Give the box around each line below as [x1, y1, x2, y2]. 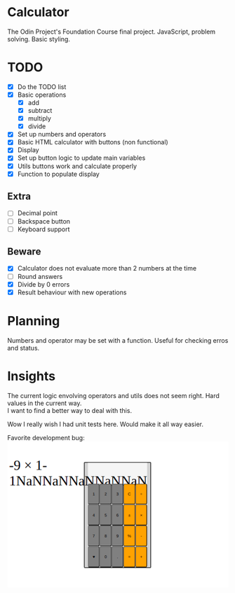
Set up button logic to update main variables [17, 154, 146, 162]
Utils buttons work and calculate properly [17, 162, 137, 170]
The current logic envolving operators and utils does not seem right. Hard [7, 391, 220, 400]
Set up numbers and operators [17, 130, 107, 139]
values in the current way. [7, 399, 82, 407]
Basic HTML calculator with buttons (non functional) [17, 138, 168, 146]
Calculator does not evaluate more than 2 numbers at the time [17, 264, 197, 273]
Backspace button [17, 217, 71, 225]
